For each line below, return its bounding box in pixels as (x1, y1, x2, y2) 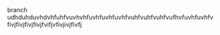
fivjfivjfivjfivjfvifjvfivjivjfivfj (7, 21, 82, 28)
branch (7, 6, 28, 14)
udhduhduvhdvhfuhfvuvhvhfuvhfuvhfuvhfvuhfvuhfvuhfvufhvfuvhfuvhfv (7, 13, 214, 21)
